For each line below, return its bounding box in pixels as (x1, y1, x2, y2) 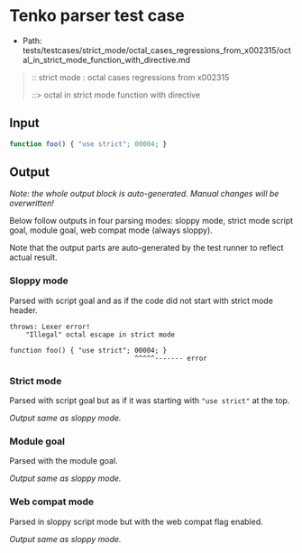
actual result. (9, 252, 58, 263)
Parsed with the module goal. (9, 456, 119, 466)
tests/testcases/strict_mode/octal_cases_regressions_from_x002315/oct (22, 44, 291, 55)
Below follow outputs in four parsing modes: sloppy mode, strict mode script (9, 216, 294, 226)
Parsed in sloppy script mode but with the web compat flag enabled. (9, 516, 263, 527)
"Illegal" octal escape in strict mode (25, 330, 176, 339)
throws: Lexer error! (9, 322, 91, 331)
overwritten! (9, 198, 54, 208)
